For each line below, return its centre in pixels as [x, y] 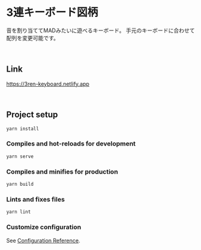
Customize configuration [44, 227]
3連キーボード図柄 [52, 12]
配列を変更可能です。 [33, 38]
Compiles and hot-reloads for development [71, 144]
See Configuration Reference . [43, 240]
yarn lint [19, 212]
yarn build [20, 184]
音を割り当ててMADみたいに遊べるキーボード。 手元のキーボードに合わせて [101, 30]
